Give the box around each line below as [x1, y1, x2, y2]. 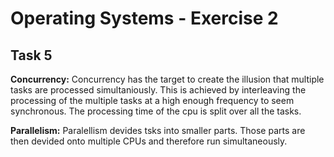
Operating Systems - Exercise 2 [10, 7, 279, 30]
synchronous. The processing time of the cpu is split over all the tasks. [10, 105, 302, 117]
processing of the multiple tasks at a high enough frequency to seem [10, 95, 295, 106]
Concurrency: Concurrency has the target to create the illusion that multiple [10, 73, 325, 85]
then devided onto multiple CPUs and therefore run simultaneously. [10, 135, 288, 147]
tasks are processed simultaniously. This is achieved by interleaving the [10, 84, 307, 96]
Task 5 [10, 47, 53, 64]
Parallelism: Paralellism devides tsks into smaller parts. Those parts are [10, 125, 306, 136]
